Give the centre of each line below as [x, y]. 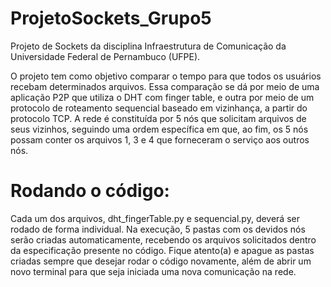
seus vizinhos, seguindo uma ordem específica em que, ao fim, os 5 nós [159, 129]
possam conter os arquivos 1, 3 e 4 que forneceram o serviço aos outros [160, 139]
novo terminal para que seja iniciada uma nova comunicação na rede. [153, 271]
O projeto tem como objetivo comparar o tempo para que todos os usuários [166, 76]
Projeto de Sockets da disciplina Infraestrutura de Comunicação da [148, 46]
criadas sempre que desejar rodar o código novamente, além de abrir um [161, 261]
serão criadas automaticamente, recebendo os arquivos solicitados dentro [163, 239]
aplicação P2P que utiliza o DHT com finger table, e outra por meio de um [162, 97]
